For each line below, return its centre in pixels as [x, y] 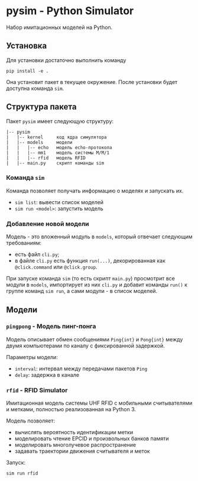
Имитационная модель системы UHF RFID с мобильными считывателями [99, 403]
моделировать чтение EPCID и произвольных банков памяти [92, 438]
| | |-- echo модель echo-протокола [59, 147]
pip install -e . [27, 71]
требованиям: [24, 243]
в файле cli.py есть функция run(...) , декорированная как [90, 261]
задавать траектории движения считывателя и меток [82, 451]
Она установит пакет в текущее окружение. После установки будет [92, 82]
